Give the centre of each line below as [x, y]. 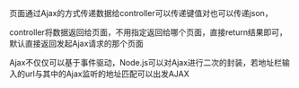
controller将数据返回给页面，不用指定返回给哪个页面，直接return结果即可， [148, 32]
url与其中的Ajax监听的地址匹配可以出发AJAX [107, 74]
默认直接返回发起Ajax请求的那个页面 [76, 44]
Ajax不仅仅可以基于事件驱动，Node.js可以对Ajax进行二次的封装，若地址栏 [146, 62]
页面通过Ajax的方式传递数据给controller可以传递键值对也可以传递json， [141, 13]
